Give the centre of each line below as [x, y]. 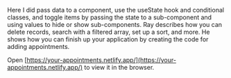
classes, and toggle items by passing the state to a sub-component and [110, 17]
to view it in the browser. [119, 67]
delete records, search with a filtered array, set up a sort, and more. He [109, 32]
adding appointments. [38, 47]
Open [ [17, 60]
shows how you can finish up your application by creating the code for [108, 39]
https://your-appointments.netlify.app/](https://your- [102, 60]
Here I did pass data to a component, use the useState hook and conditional [115, 10]
